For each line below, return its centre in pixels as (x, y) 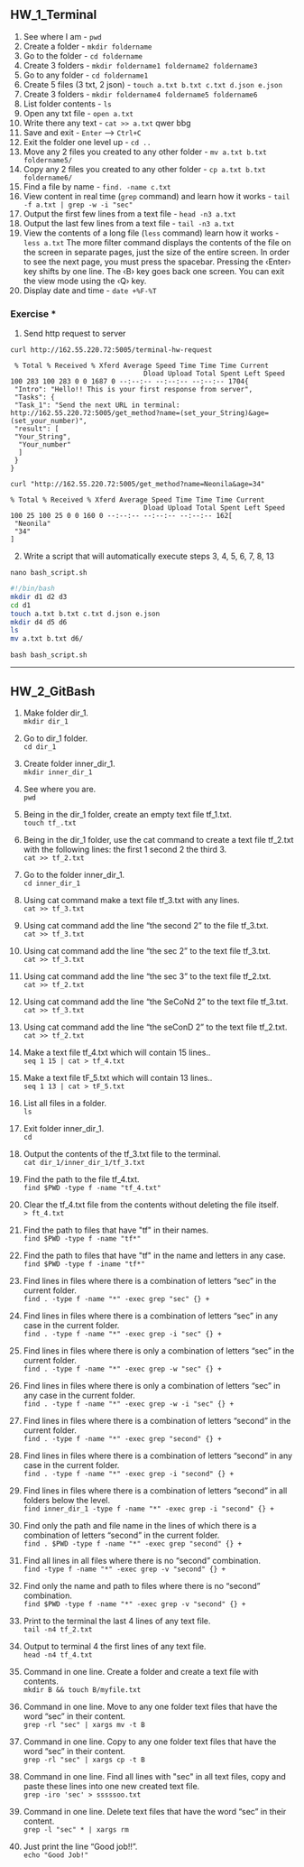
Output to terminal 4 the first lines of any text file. (115, 1647)
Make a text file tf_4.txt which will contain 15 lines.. (117, 1053)
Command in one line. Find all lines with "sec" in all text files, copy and (155, 1777)
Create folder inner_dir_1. (69, 764)
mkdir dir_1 (46, 722)
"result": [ (37, 429)
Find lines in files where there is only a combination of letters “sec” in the (159, 1351)
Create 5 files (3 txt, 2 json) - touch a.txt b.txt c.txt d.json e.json (153, 84)
